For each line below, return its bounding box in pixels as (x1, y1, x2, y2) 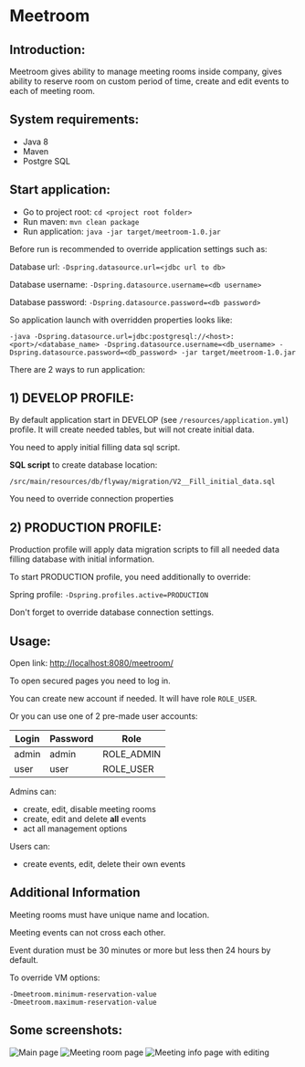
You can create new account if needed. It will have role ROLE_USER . (9, 693, 258, 704)
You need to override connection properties (9, 493, 174, 504)
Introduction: (9, 42, 86, 58)
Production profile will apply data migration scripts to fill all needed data (9, 544, 280, 555)
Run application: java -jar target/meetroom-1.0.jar (22, 226, 221, 237)
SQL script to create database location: (9, 460, 158, 470)
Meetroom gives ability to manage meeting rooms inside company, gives (9, 66, 283, 77)
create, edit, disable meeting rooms (22, 804, 157, 815)
